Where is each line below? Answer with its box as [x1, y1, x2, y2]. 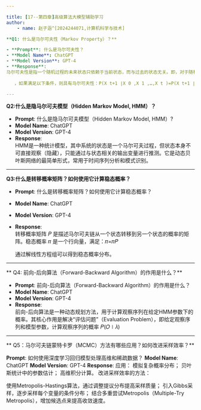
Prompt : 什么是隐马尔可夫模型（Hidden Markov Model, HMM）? [14, 115, 173, 123]
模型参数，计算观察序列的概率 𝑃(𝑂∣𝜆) [25, 323, 120, 330]
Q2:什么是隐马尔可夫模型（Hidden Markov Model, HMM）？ [6, 103, 157, 110]
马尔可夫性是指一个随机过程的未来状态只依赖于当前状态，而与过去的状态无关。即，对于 [6, 69, 189, 75]
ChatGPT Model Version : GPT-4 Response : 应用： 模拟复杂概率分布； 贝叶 [6, 362, 192, 369]
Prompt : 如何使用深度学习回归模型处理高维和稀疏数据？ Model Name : [6, 354, 178, 361]
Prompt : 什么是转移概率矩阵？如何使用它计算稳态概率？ [14, 188, 153, 195]
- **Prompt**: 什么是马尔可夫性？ [6, 47, 84, 53]
